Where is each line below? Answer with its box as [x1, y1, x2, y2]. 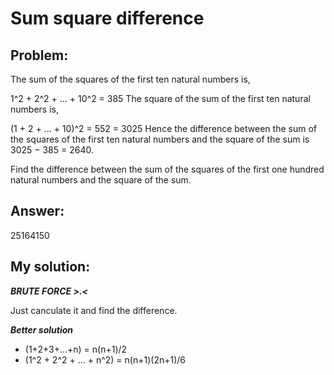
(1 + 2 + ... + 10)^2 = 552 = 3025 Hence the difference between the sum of [10, 123, 317, 134]
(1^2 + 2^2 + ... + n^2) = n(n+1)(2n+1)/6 [24, 353, 186, 366]
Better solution [10, 323, 73, 336]
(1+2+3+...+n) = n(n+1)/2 [24, 343, 128, 355]
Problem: [10, 47, 69, 64]
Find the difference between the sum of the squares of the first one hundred [10, 163, 325, 175]
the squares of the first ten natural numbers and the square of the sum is [10, 133, 310, 145]
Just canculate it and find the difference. [10, 304, 178, 316]
